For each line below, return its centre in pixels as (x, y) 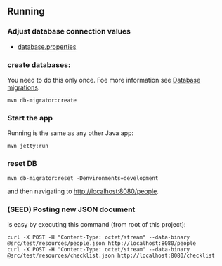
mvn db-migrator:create (42, 100)
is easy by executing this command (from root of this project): (97, 224)
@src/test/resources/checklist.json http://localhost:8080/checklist (111, 255)
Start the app (30, 118)
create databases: (39, 64)
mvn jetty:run (28, 146)
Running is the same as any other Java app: (71, 133)
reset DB (22, 164)
